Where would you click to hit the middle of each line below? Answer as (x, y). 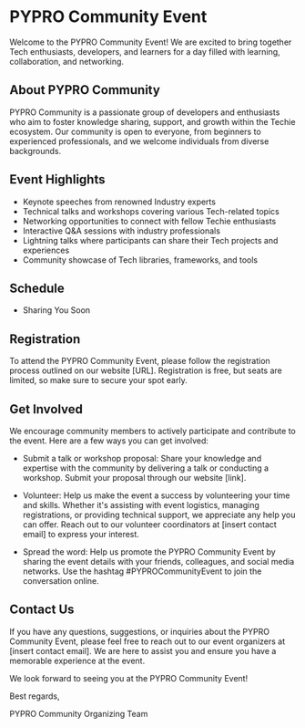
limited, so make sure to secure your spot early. (99, 380)
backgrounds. (36, 151)
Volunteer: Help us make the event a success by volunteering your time (156, 495)
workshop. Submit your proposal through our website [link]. (134, 478)
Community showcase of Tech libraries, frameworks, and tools (140, 260)
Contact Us (42, 610)
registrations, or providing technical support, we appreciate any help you (159, 515)
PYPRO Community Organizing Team (79, 713)
